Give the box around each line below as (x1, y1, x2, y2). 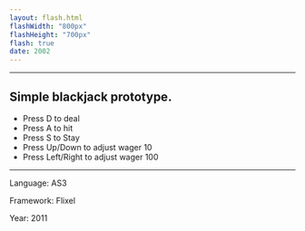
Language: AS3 (9, 178, 67, 188)
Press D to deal (22, 112, 80, 123)
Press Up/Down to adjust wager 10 (22, 141, 152, 152)
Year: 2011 (9, 212, 48, 223)
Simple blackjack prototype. (9, 89, 172, 104)
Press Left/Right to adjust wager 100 (22, 151, 159, 162)
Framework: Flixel (9, 195, 75, 206)
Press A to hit (22, 122, 74, 133)
